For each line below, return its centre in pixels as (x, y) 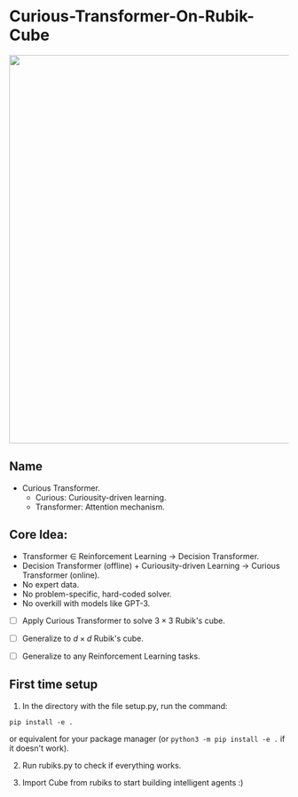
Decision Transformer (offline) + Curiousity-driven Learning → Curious (151, 565)
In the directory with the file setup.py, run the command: (125, 706)
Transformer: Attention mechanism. (100, 507)
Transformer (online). (61, 575)
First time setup (54, 685)
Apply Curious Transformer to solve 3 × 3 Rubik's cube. (124, 620)
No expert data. (51, 584)
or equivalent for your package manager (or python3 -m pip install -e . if (147, 738)
